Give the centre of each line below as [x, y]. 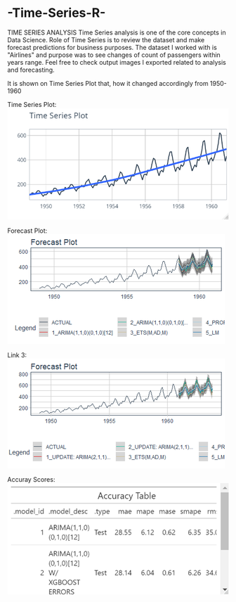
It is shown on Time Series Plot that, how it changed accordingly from [108, 83]
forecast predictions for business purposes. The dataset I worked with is [112, 47]
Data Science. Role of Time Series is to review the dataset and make [106, 39]
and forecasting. [31, 70]
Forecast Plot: [27, 231]
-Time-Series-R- [57, 13]
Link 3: [17, 355]
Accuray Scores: [31, 480]
